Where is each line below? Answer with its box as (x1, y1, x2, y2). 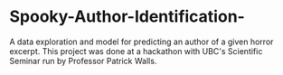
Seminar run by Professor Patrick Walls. (9, 55, 157, 66)
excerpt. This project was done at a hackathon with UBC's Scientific (9, 45, 263, 56)
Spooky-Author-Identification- (9, 6, 246, 27)
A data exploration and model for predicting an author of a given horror (9, 36, 274, 47)
